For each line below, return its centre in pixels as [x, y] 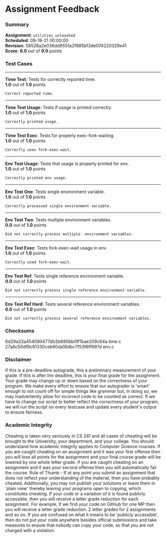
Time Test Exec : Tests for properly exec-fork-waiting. [60, 135]
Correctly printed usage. [32, 122]
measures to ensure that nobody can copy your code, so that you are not [80, 525]
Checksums [20, 331]
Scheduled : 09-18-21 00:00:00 [37, 41]
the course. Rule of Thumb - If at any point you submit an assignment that [80, 472]
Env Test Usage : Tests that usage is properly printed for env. [67, 164]
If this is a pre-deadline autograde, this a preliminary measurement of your [81, 370]
